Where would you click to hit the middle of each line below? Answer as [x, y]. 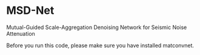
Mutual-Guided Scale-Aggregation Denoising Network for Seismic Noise [97, 27]
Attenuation [21, 33]
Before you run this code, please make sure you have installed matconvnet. [100, 45]
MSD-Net [30, 11]
